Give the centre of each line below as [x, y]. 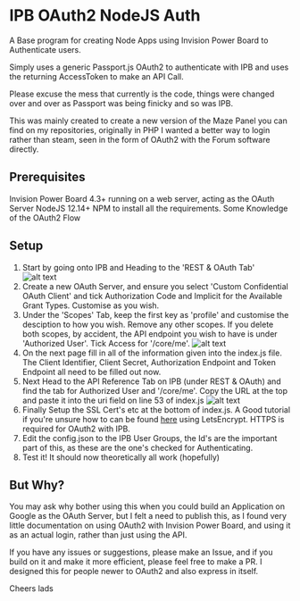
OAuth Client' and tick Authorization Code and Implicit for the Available [152, 296]
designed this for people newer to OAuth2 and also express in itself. [134, 572]
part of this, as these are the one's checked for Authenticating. [137, 447]
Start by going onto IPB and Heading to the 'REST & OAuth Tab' [138, 267]
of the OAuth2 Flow [45, 217]
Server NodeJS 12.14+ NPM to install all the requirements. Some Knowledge [149, 208]
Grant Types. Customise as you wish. [91, 305]
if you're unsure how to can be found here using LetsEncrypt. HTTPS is [153, 419]
